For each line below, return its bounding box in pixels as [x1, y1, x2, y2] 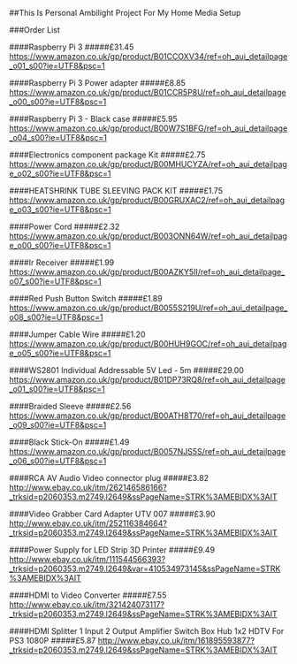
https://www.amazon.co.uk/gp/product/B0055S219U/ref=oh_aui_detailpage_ [9, 302, 288, 313]
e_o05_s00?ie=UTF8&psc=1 [9, 348, 111, 358]
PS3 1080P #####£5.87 [9, 636, 96, 645]
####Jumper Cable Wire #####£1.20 [9, 329, 146, 340]
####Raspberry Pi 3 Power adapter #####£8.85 [9, 78, 186, 88]
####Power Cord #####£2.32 [9, 221, 120, 232]
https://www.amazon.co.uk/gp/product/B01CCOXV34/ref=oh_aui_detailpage [9, 51, 288, 61]
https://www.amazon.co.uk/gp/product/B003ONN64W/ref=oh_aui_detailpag [9, 231, 287, 241]
